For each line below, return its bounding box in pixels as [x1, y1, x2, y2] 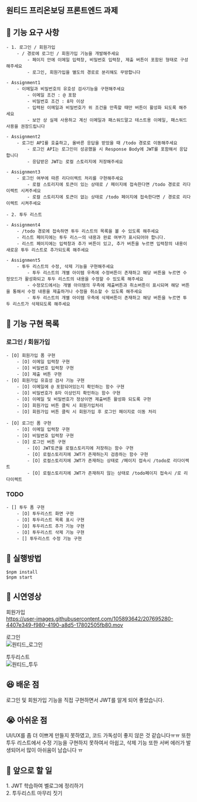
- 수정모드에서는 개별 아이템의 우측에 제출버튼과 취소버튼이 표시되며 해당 [27, 282, 179, 288]
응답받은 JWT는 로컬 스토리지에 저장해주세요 [32, 159, 123, 165]
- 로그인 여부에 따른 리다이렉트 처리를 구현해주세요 [16, 175, 124, 181]
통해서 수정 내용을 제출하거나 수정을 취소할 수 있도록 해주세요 [12, 289, 142, 295]
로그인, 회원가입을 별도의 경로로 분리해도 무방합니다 [32, 69, 141, 75]
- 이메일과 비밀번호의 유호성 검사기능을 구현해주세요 [16, 86, 125, 92]
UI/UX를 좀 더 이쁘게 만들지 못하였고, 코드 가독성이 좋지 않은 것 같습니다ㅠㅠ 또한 [6, 732, 191, 739]
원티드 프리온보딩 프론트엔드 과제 [6, 5, 118, 16]
